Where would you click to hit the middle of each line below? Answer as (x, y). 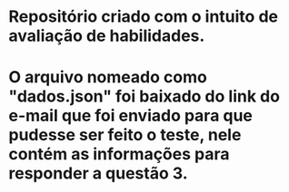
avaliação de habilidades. (107, 36)
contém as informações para (119, 154)
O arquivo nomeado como (108, 77)
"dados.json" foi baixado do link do (144, 96)
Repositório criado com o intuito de (144, 17)
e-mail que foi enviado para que (131, 116)
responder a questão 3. (98, 173)
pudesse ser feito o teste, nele (125, 135)
